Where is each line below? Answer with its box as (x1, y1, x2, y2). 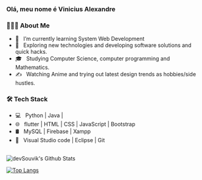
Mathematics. (15, 63, 50, 71)
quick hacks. (15, 48, 47, 56)
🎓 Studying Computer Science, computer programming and (15, 55, 170, 62)
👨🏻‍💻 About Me (6, 21, 50, 29)
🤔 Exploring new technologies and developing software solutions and (15, 41, 192, 49)
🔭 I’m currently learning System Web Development (15, 35, 145, 43)
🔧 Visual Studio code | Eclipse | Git (15, 136, 105, 143)
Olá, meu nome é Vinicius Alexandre (6, 5, 116, 13)
